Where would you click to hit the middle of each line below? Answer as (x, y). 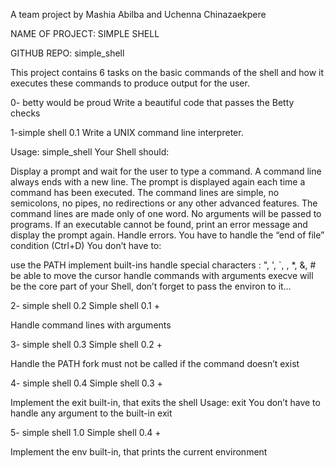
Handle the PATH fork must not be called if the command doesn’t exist (155, 363)
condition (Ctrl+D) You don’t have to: (86, 245)
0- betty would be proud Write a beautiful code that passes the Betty (152, 102)
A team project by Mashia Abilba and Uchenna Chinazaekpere (138, 14)
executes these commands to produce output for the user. (130, 83)
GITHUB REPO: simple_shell (67, 53)
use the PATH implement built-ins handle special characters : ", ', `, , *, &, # (163, 265)
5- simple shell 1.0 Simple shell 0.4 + (86, 432)
